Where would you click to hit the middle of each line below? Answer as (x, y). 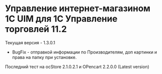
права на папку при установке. (44, 57)
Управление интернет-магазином (78, 9)
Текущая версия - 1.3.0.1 (30, 42)
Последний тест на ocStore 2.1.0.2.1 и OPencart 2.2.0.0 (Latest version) (77, 67)
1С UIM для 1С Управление (61, 19)
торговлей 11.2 (36, 29)
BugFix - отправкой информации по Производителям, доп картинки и (84, 52)
